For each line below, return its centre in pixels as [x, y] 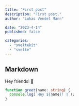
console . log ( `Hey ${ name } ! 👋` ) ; [42, 95]
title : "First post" [26, 9]
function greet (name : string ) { [38, 90]
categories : [17, 41]
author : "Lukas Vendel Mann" [34, 18]
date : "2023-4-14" [24, 27]
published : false [23, 32]
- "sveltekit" [24, 45]
